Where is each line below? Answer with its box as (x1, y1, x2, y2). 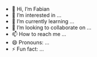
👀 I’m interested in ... (11, 12, 62, 19)
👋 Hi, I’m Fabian (11, 6, 50, 12)
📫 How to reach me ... (11, 31, 66, 37)
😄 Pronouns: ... (11, 39, 50, 46)
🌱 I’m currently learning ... (11, 18, 75, 24)
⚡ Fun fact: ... (11, 45, 44, 52)
